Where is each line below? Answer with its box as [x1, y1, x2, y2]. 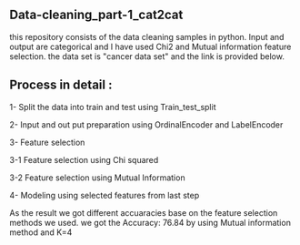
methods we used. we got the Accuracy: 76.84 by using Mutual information [9, 217, 291, 228]
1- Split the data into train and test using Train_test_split [9, 101, 216, 112]
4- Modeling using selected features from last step [9, 189, 200, 200]
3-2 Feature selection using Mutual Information [9, 172, 185, 183]
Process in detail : [9, 77, 113, 93]
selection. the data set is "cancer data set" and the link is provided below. [9, 50, 285, 62]
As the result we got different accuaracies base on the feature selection [9, 207, 278, 218]
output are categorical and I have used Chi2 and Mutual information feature [9, 41, 292, 52]
